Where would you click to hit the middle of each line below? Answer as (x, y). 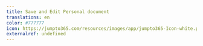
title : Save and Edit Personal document (58, 12)
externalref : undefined (36, 34)
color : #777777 (25, 23)
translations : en (28, 17)
